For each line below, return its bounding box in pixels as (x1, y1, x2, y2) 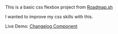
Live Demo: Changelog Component (5, 23, 77, 29)
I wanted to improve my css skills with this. (5, 14, 93, 19)
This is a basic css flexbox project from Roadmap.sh (5, 4, 113, 10)
